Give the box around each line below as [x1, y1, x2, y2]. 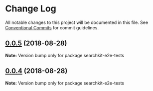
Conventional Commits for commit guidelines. [5, 24, 99, 30]
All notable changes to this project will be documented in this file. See [5, 19, 149, 25]
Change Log [5, 3, 56, 14]
